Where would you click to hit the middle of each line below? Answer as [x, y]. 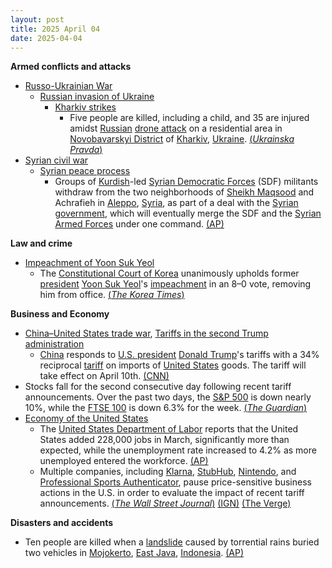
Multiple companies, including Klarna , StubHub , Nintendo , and [168, 472]
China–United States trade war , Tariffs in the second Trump [146, 333]
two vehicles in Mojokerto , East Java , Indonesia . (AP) [134, 553]
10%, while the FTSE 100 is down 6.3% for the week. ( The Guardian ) [166, 408]
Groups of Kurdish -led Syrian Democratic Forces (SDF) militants [186, 182]
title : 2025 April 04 [55, 29]
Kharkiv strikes [85, 107]
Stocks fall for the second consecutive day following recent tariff [158, 387]
